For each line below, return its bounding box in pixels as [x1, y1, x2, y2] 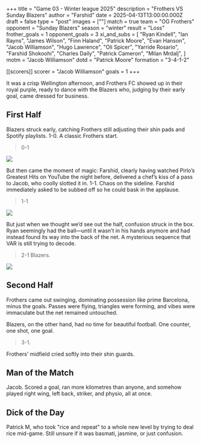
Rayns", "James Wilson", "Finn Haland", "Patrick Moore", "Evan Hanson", [6, 37, 186, 44]
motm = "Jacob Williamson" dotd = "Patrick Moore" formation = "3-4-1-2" [6, 57, 190, 63]
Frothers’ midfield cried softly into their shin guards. [6, 350, 135, 358]
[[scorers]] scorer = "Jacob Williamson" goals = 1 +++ [6, 68, 140, 75]
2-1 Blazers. [20, 251, 51, 258]
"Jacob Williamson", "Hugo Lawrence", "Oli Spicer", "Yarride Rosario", [6, 43, 179, 51]
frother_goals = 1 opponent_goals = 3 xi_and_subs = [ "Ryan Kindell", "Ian [6, 31, 188, 38]
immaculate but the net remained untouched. [6, 309, 118, 316]
